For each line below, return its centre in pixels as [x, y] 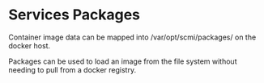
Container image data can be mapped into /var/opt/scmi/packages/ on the [132, 37]
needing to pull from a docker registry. [72, 69]
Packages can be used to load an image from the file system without [123, 61]
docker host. [30, 45]
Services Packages [74, 15]
